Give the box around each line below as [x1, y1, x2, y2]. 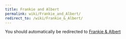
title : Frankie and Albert [5, 7, 59, 12]
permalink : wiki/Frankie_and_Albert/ [5, 11, 81, 16]
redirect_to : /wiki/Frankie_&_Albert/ [5, 16, 83, 20]
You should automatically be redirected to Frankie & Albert [5, 29, 121, 35]
